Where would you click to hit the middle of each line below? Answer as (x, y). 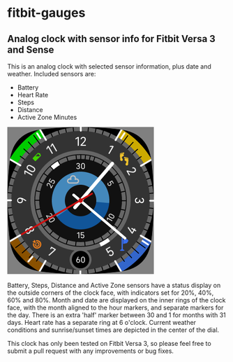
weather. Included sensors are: (52, 74)
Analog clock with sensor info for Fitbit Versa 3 (112, 39)
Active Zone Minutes (47, 117)
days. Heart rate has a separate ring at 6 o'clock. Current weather (102, 322)
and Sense (31, 49)
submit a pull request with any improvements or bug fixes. (91, 351)
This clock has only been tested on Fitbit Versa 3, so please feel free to (109, 343)
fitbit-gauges (46, 13)
